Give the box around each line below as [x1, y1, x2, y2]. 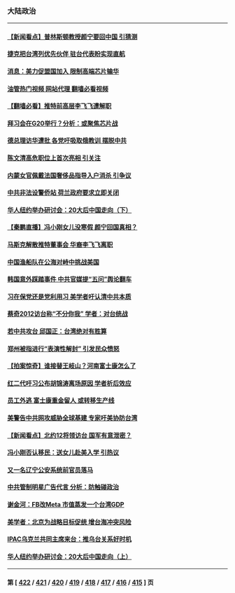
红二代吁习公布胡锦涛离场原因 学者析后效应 [7, 379, 131, 387]
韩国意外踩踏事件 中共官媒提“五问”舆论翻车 [7, 275, 132, 284]
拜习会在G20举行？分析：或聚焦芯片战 [7, 119, 118, 127]
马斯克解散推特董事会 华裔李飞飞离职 [7, 240, 113, 249]
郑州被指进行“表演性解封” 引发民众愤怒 [7, 344, 120, 353]
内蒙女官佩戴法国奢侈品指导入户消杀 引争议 [7, 171, 131, 179]
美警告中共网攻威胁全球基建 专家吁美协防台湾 [7, 413, 138, 421]
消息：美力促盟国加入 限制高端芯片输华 [7, 67, 120, 76]
